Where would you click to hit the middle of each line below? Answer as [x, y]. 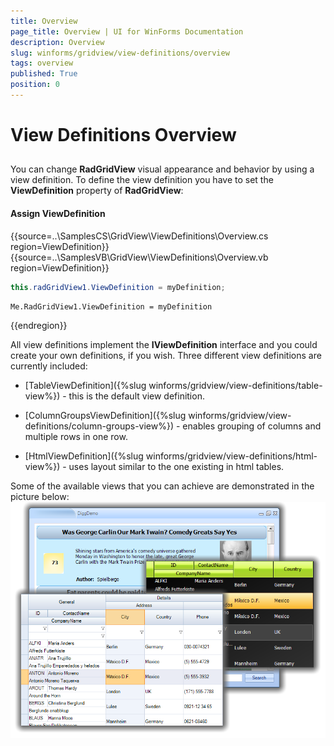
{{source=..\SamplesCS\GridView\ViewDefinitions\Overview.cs [139, 236]
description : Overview [57, 42]
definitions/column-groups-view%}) [99, 426]
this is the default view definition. [136, 396]
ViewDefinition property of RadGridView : [97, 191]
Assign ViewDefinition [58, 214]
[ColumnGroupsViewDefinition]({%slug [105, 415]
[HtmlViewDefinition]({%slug [84, 456]
